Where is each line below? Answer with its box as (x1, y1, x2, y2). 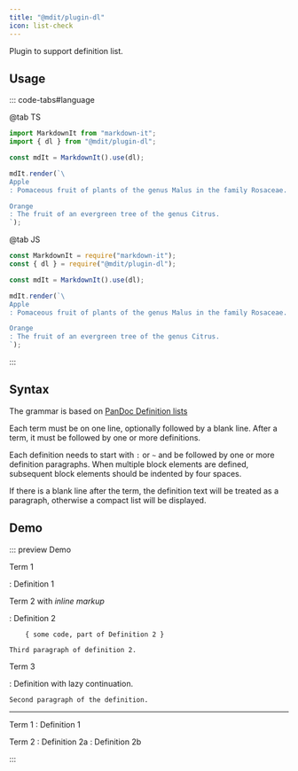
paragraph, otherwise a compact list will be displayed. (9, 495, 207, 505)
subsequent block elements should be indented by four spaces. (9, 468, 242, 479)
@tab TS (9, 112, 42, 122)
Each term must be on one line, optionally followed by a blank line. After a (9, 423, 278, 433)
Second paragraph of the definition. (9, 695, 149, 705)
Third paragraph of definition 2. (9, 645, 137, 654)
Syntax (9, 382, 50, 397)
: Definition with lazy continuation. (9, 678, 134, 689)
